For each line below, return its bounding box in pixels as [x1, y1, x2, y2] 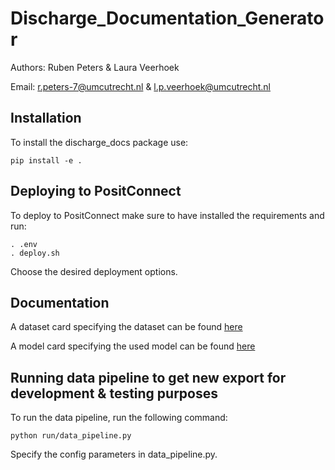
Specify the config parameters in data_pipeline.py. [10, 448, 218, 461]
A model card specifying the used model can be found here [10, 340, 256, 352]
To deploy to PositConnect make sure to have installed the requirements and [10, 209, 325, 221]
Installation [10, 110, 82, 127]
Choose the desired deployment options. [10, 265, 178, 277]
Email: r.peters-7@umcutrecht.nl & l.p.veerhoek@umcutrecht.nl [10, 80, 271, 92]
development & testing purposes [10, 385, 219, 402]
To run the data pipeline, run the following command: [10, 412, 228, 424]
